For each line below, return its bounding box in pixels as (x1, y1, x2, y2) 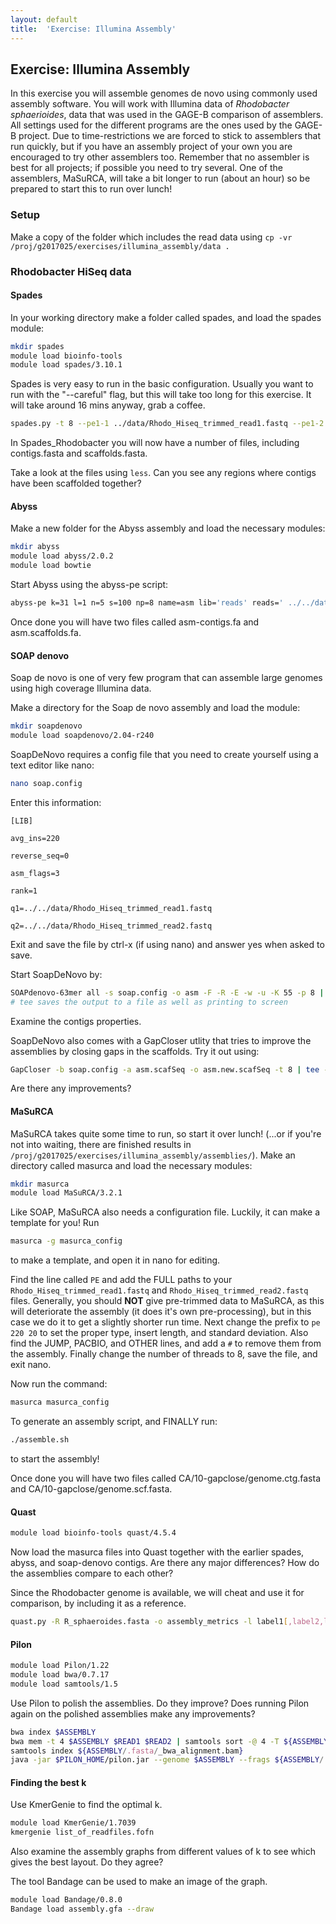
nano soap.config (10, 778, 83, 788)
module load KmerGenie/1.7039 (10, 1818, 137, 1828)
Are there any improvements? (10, 1082, 132, 1095)
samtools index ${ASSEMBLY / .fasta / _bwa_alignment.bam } (10, 1746, 244, 1756)
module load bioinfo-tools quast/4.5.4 (10, 1528, 177, 1538)
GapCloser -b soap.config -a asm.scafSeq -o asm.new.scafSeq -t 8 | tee (10, 1064, 320, 1075)
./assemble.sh (10, 1435, 70, 1445)
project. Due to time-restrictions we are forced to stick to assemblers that (18, 130, 322, 142)
